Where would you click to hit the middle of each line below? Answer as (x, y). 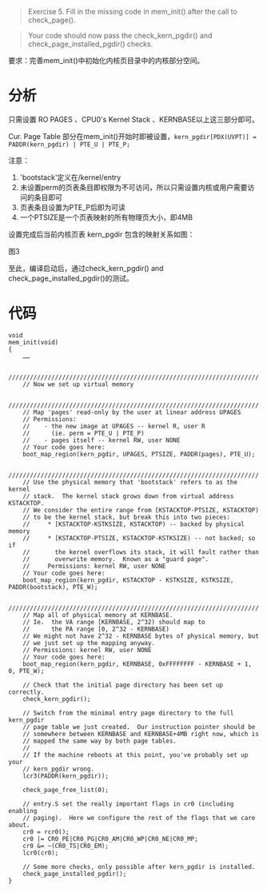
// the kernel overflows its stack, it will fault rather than (141, 552)
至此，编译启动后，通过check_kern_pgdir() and (86, 268)
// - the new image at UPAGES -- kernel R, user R (114, 426)
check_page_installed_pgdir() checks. (90, 44)
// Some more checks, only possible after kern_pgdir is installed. (139, 866)
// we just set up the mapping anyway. (89, 643)
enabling (23, 810)
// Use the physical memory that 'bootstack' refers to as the (130, 482)
